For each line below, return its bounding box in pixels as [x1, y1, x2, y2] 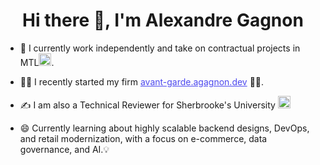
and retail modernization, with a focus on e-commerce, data [19, 132, 268, 144]
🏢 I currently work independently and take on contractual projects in [19, 42, 301, 54]
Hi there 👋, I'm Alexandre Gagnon [22, 9, 304, 32]
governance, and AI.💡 [19, 143, 110, 155]
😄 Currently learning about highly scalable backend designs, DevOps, [19, 122, 310, 134]
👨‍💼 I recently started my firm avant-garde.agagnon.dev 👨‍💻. [19, 75, 265, 88]
